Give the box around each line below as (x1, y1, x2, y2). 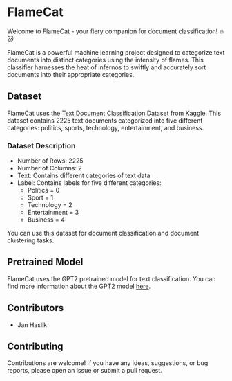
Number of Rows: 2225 (17, 157, 84, 165)
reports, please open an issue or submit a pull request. (7, 366, 162, 375)
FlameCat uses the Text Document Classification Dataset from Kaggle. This (7, 109, 222, 117)
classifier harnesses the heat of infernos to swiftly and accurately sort (7, 63, 206, 71)
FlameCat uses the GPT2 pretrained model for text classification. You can (7, 274, 216, 283)
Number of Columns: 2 (17, 164, 83, 172)
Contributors (7, 302, 64, 314)
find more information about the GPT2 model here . (7, 282, 151, 290)
